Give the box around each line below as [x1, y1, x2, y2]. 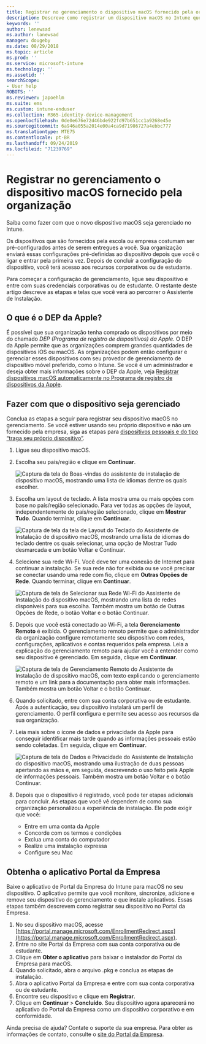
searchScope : [6, 77, 40, 83]
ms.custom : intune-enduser [6, 106, 75, 112]
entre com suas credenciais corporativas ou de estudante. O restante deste [6, 282, 197, 289]
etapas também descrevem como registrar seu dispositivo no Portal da [6, 903, 186, 910]
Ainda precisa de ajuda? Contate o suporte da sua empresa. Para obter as [6, 1024, 193, 1031]
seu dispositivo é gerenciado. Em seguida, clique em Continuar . [15, 654, 178, 661]
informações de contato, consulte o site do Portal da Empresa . [6, 1030, 164, 1038]
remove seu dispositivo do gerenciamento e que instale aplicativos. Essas [6, 896, 193, 903]
